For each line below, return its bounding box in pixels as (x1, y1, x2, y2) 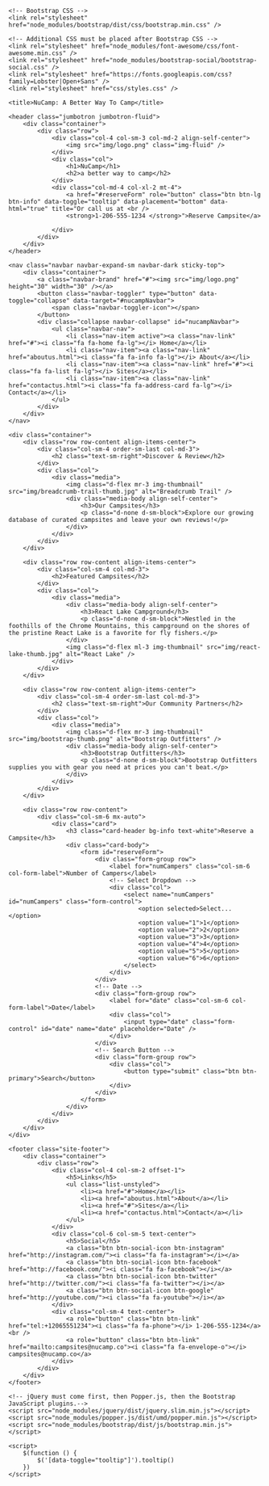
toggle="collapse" (8, 297, 70, 305)
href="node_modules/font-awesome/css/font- (91, 42, 240, 50)
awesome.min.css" (8, 49, 67, 57)
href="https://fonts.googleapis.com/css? (91, 70, 232, 78)
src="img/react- (206, 643, 262, 651)
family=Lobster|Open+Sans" (8, 78, 99, 86)
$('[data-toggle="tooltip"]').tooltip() (37, 1456, 175, 1464)
